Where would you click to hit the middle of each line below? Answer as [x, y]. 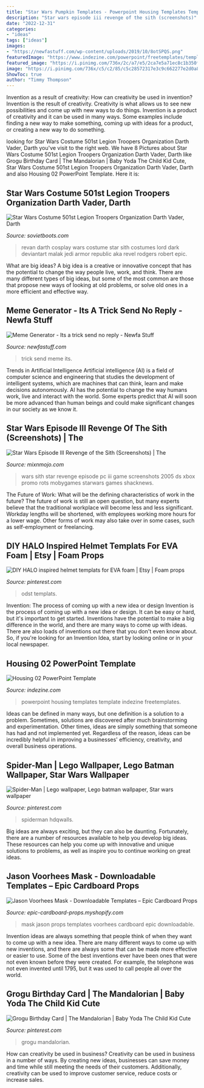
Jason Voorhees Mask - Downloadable [81, 876]
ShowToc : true [24, 74]
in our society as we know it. [42, 409]
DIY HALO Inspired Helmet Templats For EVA [92, 546]
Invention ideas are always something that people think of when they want [99, 936]
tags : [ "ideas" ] [27, 40]
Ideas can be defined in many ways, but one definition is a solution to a [95, 714]
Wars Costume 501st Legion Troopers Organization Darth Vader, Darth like [99, 155]
